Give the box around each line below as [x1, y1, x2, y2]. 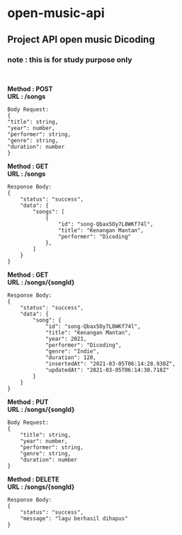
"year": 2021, [45, 335, 87, 342]
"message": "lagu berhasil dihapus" [20, 514, 129, 522]
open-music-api [7, 5, 105, 21]
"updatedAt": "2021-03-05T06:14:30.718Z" [45, 366, 170, 374]
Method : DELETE [7, 475, 59, 483]
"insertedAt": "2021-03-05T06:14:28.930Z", [45, 360, 176, 367]
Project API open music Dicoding [7, 33, 155, 46]
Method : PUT [7, 397, 49, 406]
